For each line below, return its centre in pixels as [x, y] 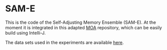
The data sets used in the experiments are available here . [65, 42]
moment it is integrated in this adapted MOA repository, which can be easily [84, 27]
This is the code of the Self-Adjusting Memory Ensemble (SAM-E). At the [81, 22]
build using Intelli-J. [26, 33]
